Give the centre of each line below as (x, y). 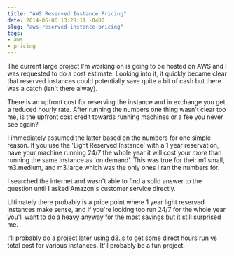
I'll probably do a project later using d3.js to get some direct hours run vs (112, 238)
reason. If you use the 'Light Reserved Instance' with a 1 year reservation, (113, 145)
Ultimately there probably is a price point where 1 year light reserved (106, 202)
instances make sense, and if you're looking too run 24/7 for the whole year (117, 209)
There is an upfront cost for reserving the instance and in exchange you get (116, 102)
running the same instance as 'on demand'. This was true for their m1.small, (116, 160)
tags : (15, 33)
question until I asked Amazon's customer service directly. (92, 189)
